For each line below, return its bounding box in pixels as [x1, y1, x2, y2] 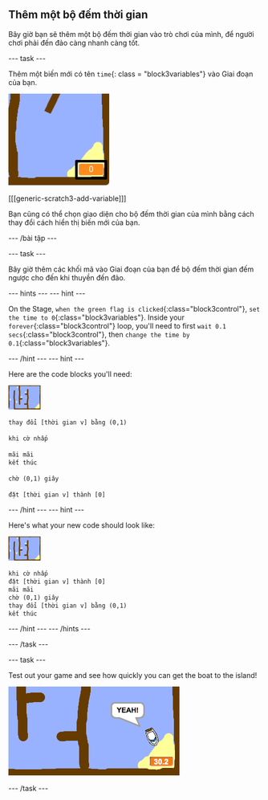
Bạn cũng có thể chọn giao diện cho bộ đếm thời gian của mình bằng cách [8, 209, 254, 218]
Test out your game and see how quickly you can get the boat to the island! [8, 670, 258, 680]
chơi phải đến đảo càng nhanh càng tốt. [8, 38, 140, 47]
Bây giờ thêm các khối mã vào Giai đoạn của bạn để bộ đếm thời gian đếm [8, 264, 254, 274]
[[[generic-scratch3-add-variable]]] [8, 194, 127, 203]
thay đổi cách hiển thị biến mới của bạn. [8, 218, 140, 227]
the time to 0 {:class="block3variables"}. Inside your [8, 312, 185, 322]
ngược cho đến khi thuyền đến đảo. [8, 272, 126, 282]
